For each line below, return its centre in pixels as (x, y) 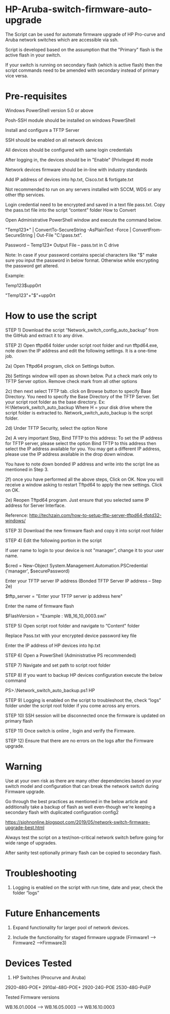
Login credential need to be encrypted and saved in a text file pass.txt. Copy (85, 204)
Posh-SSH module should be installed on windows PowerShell (70, 120)
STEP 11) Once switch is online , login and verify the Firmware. (70, 731)
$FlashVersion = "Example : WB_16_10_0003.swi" (56, 616)
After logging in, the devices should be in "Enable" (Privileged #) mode (79, 159)
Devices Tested (39, 963)
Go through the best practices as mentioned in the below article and (76, 801)
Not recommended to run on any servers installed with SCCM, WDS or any (83, 189)
